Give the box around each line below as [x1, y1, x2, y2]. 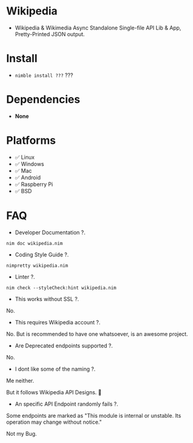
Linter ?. [14, 273, 35, 280]
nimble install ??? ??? [14, 71, 74, 79]
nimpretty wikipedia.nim [6, 262, 68, 268]
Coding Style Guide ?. [14, 251, 69, 258]
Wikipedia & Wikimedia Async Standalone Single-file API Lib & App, [14, 24, 182, 31]
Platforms [6, 134, 56, 147]
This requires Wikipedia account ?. [14, 318, 101, 326]
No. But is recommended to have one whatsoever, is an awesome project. [6, 330, 188, 338]
